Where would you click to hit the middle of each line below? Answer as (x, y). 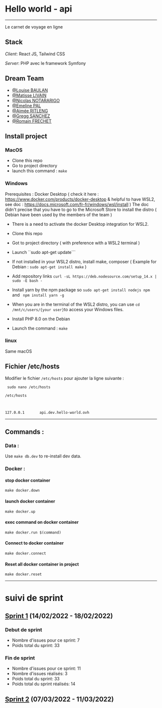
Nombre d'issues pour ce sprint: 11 (46, 669)
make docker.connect (26, 553)
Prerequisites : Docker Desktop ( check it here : (52, 194)
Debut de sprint (24, 629)
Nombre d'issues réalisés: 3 (40, 674)
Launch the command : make (40, 328)
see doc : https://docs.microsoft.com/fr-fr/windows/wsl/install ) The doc (77, 204)
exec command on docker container (42, 522)
